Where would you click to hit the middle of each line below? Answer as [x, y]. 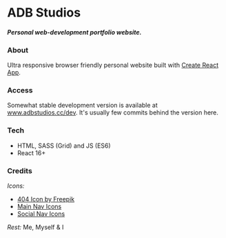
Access [20, 90]
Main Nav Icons [39, 206]
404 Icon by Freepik [45, 199]
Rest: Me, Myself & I [35, 227]
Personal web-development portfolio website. [74, 32]
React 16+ [31, 152]
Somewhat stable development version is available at [83, 106]
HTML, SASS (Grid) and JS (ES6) [64, 146]
